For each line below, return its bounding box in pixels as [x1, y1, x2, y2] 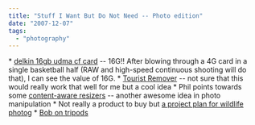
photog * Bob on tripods [8, 108, 88, 118]
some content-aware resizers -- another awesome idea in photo [8, 90, 221, 101]
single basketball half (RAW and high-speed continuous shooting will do [8, 65, 247, 75]
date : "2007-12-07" [8, 19, 74, 27]
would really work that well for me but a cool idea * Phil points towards [8, 82, 242, 92]
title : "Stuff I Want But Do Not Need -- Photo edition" [8, 11, 204, 20]
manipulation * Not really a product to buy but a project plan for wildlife [8, 99, 244, 109]
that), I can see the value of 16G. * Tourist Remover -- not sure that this [8, 73, 244, 83]
